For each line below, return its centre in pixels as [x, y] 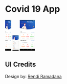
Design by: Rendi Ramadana [33, 76]
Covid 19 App [33, 9]
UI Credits [21, 65]
